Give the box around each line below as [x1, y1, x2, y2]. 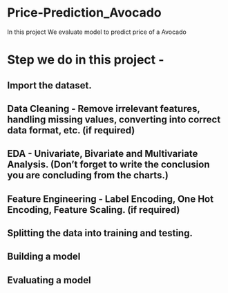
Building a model [7, 251, 81, 263]
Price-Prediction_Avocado [7, 5, 162, 21]
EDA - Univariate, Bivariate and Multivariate [7, 148, 198, 160]
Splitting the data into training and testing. [7, 227, 193, 239]
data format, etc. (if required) [7, 124, 135, 136]
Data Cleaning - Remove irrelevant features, [7, 102, 200, 115]
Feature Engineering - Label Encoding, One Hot [7, 193, 214, 205]
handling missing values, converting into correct [7, 113, 221, 125]
